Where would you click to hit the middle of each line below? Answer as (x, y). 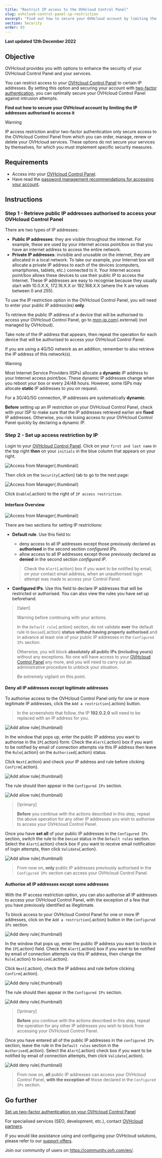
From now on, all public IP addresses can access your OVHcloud (81, 1075)
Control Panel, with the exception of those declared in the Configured (86, 1080)
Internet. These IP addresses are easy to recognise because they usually (85, 281)
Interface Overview (25, 505)
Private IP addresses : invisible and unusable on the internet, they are (81, 255)
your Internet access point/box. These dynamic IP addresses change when (80, 378)
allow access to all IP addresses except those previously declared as (88, 554)
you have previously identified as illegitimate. (50, 905)
